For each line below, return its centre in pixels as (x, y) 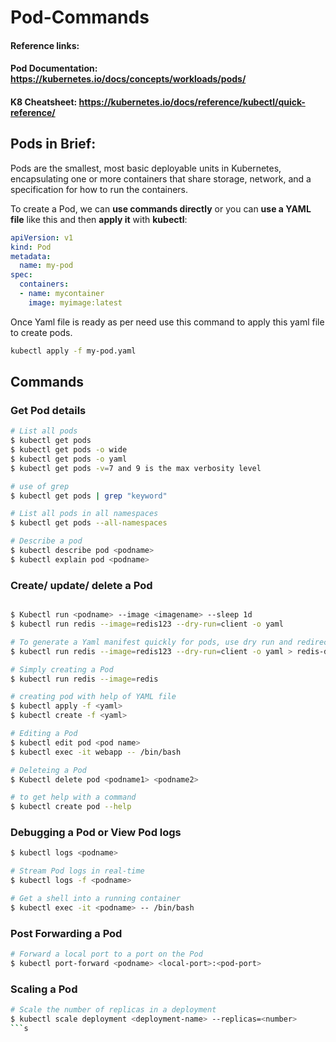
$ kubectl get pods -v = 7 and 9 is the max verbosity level (136, 468)
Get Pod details (48, 410)
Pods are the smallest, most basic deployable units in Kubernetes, (146, 168)
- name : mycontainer (62, 294)
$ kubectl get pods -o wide (69, 450)
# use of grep (40, 486)
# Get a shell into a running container (96, 899)
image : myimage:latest (75, 302)
